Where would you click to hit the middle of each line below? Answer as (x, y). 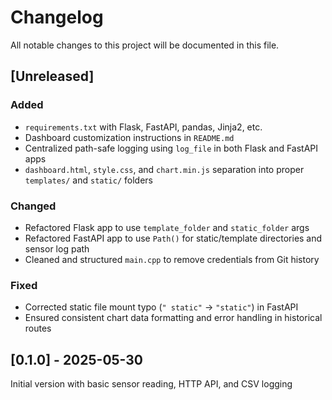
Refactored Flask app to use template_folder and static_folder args (167, 227)
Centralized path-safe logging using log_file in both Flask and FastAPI (171, 148)
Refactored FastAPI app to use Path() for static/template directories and (173, 238)
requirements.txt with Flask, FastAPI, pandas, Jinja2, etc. (143, 127)
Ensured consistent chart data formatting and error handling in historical (173, 318)
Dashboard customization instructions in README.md (129, 137)
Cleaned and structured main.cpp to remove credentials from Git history (172, 259)
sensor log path (57, 248)
